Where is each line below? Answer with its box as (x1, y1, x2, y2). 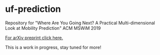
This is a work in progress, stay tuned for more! (5, 44, 101, 50)
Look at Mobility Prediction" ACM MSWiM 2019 (5, 25, 101, 31)
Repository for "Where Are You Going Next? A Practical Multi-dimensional (5, 20, 156, 26)
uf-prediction (5, 3, 61, 15)
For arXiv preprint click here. (5, 35, 63, 41)
